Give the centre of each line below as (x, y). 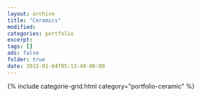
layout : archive (31, 14)
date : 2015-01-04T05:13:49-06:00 (56, 66)
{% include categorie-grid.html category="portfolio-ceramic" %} (101, 86)
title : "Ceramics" (34, 20)
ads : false (23, 53)
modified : (22, 27)
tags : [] (20, 46)
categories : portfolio (40, 33)
